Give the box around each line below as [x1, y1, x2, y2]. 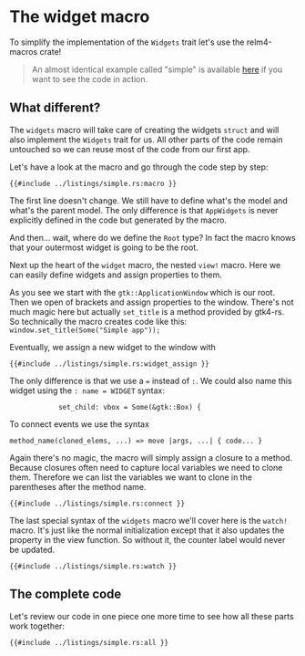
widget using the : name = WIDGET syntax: [9, 385, 166, 396]
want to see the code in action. [31, 73, 148, 84]
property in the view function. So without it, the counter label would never [9, 534, 286, 545]
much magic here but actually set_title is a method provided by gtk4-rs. [9, 306, 285, 317]
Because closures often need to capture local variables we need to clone [9, 462, 283, 473]
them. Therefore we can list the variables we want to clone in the [9, 472, 253, 483]
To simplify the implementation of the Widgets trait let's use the [9, 36, 245, 47]
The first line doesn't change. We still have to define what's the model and [9, 194, 289, 206]
